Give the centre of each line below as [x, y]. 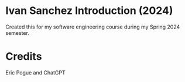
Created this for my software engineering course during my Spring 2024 [93, 27]
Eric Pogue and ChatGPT [35, 72]
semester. [18, 33]
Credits [24, 57]
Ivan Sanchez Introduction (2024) [89, 11]
